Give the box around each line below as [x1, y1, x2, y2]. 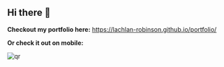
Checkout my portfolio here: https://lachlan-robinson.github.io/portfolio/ [7, 25, 217, 33]
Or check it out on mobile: [7, 39, 84, 47]
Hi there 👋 [7, 7, 51, 19]
